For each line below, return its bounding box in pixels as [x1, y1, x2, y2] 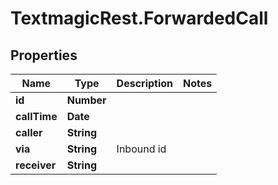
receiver [15, 158, 57, 172]
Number [66, 93, 107, 107]
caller [15, 126, 43, 139]
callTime [15, 110, 58, 123]
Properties [10, 47, 78, 64]
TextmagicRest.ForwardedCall [10, 7, 269, 30]
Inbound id [116, 142, 167, 156]
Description [116, 77, 174, 90]
